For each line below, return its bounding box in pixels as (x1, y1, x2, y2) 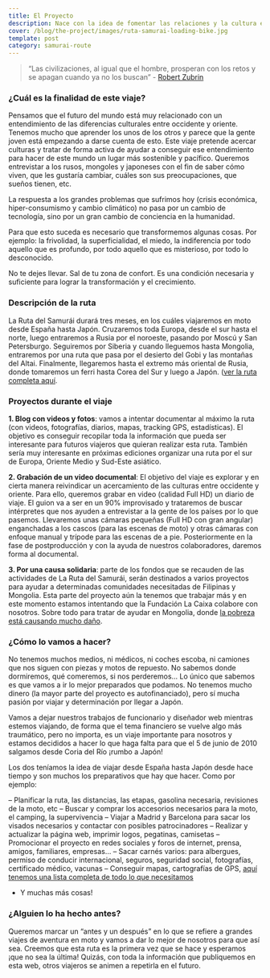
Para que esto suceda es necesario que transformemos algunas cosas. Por (8, 227, 257, 237)
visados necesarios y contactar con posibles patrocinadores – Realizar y (8, 821, 248, 831)
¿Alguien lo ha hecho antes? (8, 908, 121, 919)
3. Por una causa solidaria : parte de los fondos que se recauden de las (8, 565, 245, 575)
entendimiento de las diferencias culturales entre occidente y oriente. (8, 119, 239, 129)
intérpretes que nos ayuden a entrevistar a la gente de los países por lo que (8, 506, 259, 516)
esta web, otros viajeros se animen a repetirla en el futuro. (8, 960, 201, 970)
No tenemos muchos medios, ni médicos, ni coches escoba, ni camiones (8, 654, 251, 664)
